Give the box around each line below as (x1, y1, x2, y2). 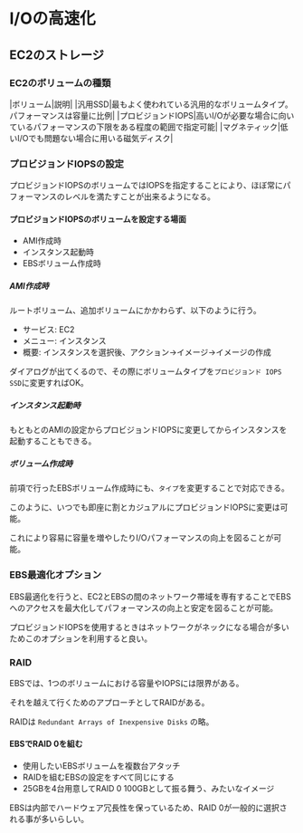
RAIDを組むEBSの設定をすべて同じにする (22, 771, 175, 783)
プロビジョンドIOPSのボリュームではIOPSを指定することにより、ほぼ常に (9, 180, 283, 191)
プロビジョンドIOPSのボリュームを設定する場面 (9, 214, 187, 225)
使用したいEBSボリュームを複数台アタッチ (22, 761, 181, 771)
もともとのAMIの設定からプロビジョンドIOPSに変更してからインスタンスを (9, 425, 288, 436)
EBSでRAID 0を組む (9, 739, 83, 750)
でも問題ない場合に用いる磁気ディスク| (28, 132, 174, 143)
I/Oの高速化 (9, 8, 97, 29)
